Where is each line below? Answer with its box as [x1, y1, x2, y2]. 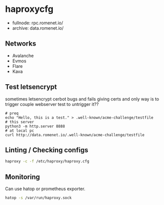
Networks [5, 40, 36, 48]
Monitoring [5, 172, 41, 181]
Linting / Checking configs [5, 146, 88, 154]
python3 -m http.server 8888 [5, 124, 65, 129]
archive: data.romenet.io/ [12, 25, 64, 31]
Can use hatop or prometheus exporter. [5, 186, 85, 192]
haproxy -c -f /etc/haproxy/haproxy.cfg [5, 159, 90, 164]
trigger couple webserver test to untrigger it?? [5, 101, 99, 107]
